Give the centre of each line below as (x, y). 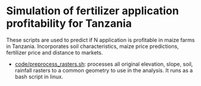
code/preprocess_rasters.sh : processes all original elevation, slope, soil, (104, 64)
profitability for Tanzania (69, 23)
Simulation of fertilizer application (93, 11)
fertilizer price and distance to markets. (55, 52)
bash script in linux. (39, 77)
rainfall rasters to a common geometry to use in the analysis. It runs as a (104, 70)
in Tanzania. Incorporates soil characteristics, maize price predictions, (93, 46)
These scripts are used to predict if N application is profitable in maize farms (100, 40)
